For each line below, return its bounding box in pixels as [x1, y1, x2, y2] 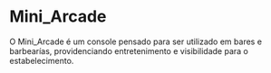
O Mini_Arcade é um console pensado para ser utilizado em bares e [9, 36, 263, 47]
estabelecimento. [9, 55, 74, 66]
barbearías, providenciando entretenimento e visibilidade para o [9, 45, 249, 56]
